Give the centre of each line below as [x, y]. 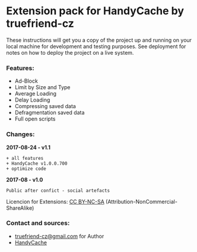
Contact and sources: [38, 223]
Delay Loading [32, 100]
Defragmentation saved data [50, 113]
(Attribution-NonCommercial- [142, 201]
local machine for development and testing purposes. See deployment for [96, 46]
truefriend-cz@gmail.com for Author [59, 236]
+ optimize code [26, 168]
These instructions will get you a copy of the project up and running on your [99, 40]
